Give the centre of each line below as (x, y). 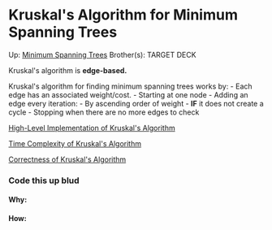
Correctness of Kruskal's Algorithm (67, 159)
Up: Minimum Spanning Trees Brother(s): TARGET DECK (102, 54)
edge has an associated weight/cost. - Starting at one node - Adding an (129, 94)
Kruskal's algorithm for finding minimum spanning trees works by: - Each (131, 86)
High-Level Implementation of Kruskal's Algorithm (92, 128)
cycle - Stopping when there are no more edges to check (104, 112)
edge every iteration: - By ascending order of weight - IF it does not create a (136, 103)
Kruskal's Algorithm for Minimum (123, 15)
